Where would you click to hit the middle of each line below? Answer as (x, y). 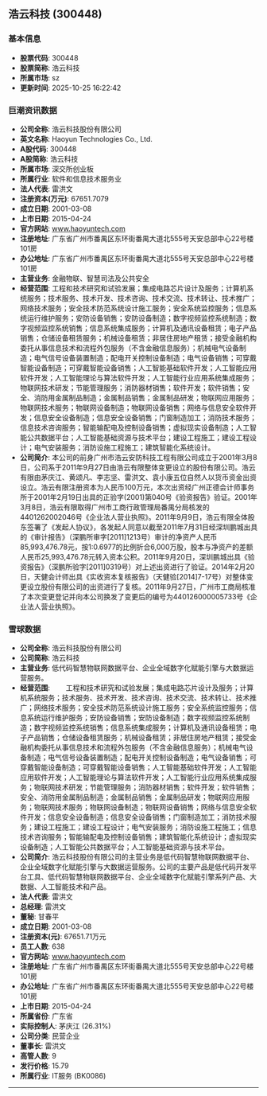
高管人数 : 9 (38, 1056)
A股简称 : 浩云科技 (49, 158)
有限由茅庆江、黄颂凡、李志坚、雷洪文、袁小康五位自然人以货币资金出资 (138, 477)
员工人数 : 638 (42, 946)
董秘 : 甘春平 (39, 917)
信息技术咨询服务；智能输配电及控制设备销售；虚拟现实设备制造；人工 (135, 427)
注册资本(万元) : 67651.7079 (64, 198)
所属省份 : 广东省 (46, 1016)
